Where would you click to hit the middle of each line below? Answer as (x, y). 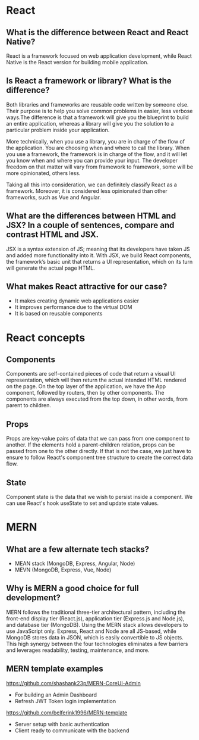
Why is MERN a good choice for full (72, 588)
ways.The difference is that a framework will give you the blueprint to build (97, 117)
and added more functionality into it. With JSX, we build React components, (99, 255)
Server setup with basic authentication (62, 724)
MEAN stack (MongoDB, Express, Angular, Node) (75, 564)
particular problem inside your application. (58, 130)
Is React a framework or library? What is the (89, 81)
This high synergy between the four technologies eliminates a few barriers (97, 644)
